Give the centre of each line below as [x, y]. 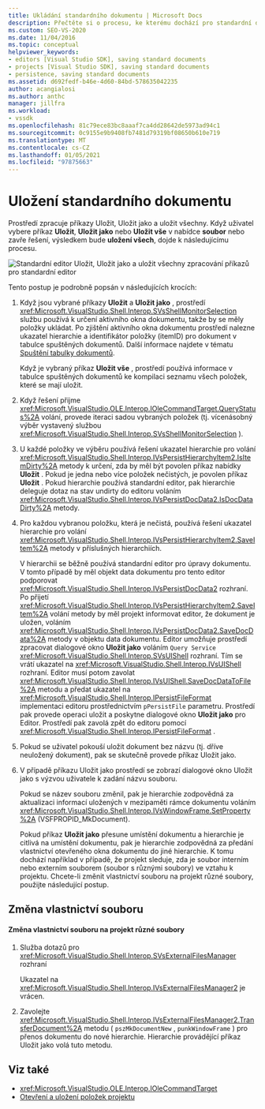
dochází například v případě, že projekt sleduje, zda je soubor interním [134, 860]
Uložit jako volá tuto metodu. [66, 1045]
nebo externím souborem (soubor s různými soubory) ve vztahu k [127, 868]
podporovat [38, 580]
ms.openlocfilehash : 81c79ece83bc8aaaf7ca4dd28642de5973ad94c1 [114, 126]
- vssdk [21, 118]
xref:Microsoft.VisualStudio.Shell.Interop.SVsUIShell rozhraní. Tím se [131, 656]
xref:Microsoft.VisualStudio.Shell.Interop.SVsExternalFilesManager [128, 955]
